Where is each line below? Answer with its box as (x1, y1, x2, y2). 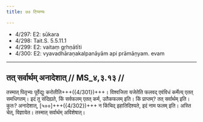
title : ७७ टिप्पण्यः (6, 8, 45, 15)
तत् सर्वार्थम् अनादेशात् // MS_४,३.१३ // (6, 73, 125, 83)
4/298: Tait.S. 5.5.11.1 (14, 37, 66, 44)
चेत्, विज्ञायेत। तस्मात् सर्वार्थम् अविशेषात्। (6, 109, 86, 116)
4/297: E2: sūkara (14, 31, 59, 38)
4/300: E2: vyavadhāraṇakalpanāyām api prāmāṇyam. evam (14, 49, 165, 57)
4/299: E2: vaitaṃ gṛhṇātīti (14, 43, 82, 50)
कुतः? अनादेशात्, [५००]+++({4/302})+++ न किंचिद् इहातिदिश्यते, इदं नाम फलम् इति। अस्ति (6, 102, 192, 109)
